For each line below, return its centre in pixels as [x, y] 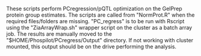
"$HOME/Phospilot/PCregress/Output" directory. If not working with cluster [100, 40]
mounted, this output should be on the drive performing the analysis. [91, 46]
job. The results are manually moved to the [59, 34]
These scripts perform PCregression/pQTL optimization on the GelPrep [94, 9]
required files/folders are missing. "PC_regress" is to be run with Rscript [95, 21]
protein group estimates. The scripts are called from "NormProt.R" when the [100, 15]
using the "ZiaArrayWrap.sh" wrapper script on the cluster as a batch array [99, 27]
